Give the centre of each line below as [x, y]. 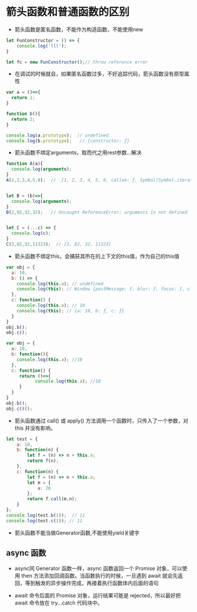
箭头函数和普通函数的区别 [68, 12]
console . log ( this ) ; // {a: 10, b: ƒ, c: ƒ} [71, 311]
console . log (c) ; [31, 233]
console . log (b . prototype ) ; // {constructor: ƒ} [68, 141]
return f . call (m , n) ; [52, 499]
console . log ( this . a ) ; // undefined [60, 284]
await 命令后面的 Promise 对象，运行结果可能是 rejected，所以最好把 [98, 595]
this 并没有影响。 [35, 428]
